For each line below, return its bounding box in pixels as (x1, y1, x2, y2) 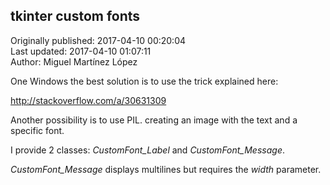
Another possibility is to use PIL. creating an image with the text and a (10, 114, 298, 126)
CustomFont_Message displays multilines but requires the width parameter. (10, 163, 322, 175)
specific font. (10, 124, 65, 136)
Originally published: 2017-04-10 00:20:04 (10, 34, 187, 46)
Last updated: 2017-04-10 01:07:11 (10, 45, 152, 57)
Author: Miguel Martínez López (10, 55, 138, 68)
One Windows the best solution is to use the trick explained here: (10, 75, 279, 87)
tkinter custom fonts (10, 8, 141, 25)
